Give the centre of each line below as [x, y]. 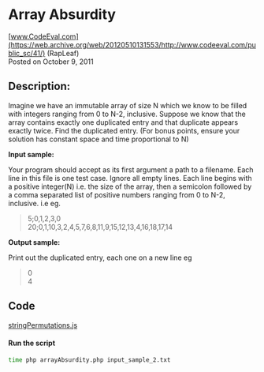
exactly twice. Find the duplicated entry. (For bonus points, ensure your [124, 130]
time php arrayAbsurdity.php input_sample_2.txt [89, 360]
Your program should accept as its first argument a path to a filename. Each [131, 169]
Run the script [32, 343]
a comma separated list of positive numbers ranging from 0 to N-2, [117, 194]
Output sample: [34, 242]
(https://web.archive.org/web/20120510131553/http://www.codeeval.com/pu [132, 44]
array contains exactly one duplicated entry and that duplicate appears [123, 122]
